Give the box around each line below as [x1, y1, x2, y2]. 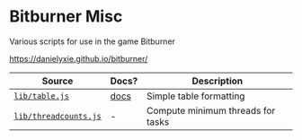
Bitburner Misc [9, 6, 123, 27]
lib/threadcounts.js [13, 110, 102, 121]
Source [41, 74, 74, 87]
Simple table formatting [147, 90, 245, 102]
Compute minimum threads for [147, 104, 276, 117]
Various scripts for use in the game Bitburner [9, 36, 175, 47]
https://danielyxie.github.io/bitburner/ [9, 53, 148, 64]
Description [191, 74, 244, 87]
